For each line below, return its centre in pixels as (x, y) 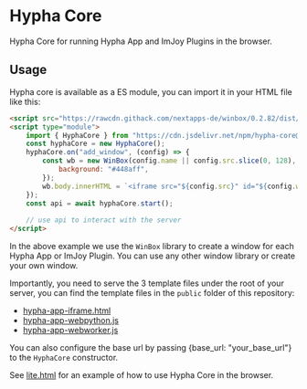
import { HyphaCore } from (77, 135)
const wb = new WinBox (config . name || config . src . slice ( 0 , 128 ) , (169, 161)
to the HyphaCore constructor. (64, 357)
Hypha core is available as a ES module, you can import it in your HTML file (151, 91)
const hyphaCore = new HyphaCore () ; (96, 144)
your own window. (44, 265)
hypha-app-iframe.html (67, 310)
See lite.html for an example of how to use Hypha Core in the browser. (142, 375)
